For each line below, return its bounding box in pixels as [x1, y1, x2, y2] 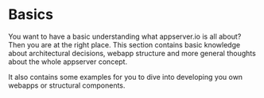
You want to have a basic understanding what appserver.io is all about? [8, 32, 242, 41]
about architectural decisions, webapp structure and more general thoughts [8, 48, 256, 58]
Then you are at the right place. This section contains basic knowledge [8, 40, 241, 49]
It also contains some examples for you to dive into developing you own [8, 72, 243, 81]
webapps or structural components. [8, 81, 126, 90]
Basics [8, 6, 54, 24]
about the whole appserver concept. [8, 57, 128, 66]
